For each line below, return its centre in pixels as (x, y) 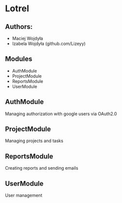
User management (24, 195)
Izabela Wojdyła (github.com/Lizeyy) (49, 44)
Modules (19, 59)
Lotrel (17, 9)
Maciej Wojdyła (27, 38)
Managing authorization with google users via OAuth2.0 (61, 114)
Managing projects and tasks (34, 141)
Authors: (19, 27)
